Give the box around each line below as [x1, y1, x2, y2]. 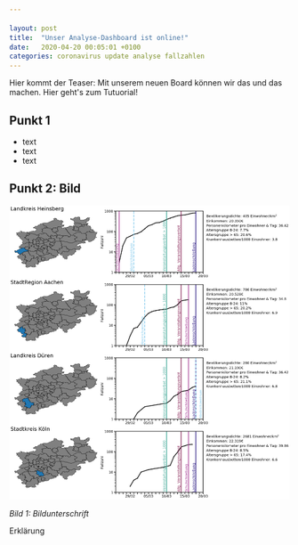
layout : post [9, 23, 58, 33]
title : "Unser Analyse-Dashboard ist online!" [9, 33, 189, 42]
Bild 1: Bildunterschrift [9, 508, 89, 518]
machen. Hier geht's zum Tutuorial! [9, 87, 138, 98]
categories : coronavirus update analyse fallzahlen [9, 52, 205, 61]
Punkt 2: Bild [9, 181, 82, 196]
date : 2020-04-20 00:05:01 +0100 [9, 43, 141, 52]
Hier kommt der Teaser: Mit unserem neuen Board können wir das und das [9, 77, 283, 88]
